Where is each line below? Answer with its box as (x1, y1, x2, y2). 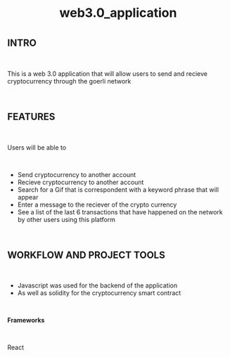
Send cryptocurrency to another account (17, 170, 136, 178)
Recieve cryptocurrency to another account (17, 178, 144, 186)
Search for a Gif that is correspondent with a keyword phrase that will (17, 185, 219, 194)
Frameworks (7, 316, 45, 325)
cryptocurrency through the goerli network (7, 77, 132, 85)
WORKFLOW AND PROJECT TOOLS (7, 249, 165, 261)
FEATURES (7, 111, 56, 123)
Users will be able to (7, 143, 67, 152)
